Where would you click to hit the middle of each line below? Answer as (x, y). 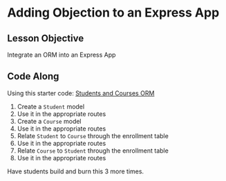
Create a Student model (51, 106)
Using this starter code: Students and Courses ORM (81, 93)
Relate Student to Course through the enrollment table (93, 135)
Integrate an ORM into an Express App (62, 55)
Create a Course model (49, 121)
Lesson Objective (46, 38)
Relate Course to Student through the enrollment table (93, 151)
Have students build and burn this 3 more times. (75, 171)
